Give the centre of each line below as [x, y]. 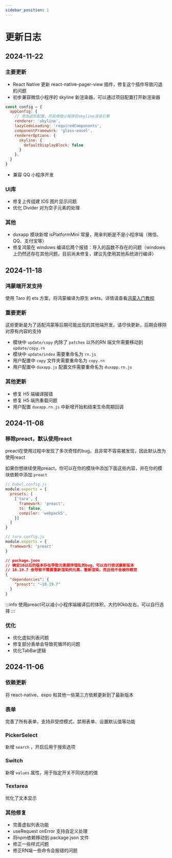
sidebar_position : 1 [27, 10]
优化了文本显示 [21, 798]
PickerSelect [21, 735]
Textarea [17, 786]
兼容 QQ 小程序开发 [33, 174]
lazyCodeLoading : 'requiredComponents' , [58, 126]
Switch [14, 761]
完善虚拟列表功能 [31, 825]
